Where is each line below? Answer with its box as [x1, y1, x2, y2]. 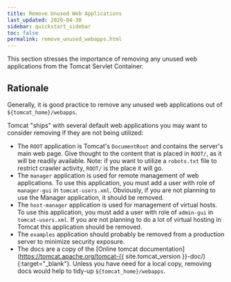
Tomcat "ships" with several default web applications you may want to [7, 121, 207, 129]
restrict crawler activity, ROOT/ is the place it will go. [17, 164, 164, 172]
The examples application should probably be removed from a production [17, 229, 225, 238]
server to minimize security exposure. [17, 237, 125, 245]
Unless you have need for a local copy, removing [72, 259, 212, 267]
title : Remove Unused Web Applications [7, 10, 122, 17]
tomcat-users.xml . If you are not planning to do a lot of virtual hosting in [17, 215, 221, 223]
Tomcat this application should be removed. [17, 223, 142, 231]
